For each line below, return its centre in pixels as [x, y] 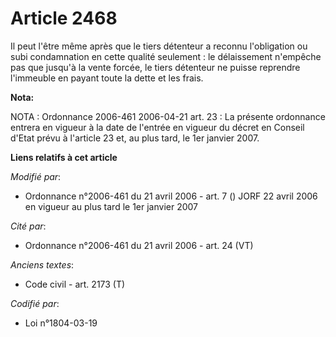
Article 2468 [64, 18]
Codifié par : [35, 303]
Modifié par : [36, 176]
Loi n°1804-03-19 [61, 323]
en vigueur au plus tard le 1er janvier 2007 [111, 206]
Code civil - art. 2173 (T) [75, 284]
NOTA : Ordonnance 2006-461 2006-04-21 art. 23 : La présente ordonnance [168, 116]
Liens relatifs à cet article [64, 157]
